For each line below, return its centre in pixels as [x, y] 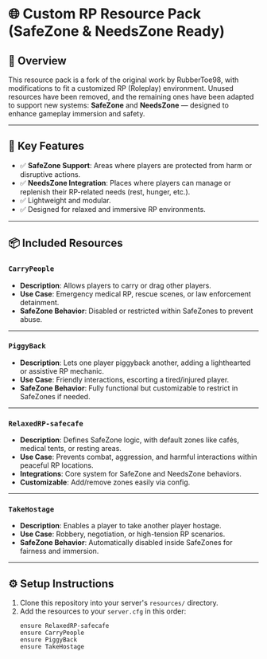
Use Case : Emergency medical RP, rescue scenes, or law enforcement [135, 294]
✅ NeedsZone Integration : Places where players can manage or [126, 182]
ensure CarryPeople [52, 633]
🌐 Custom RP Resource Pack [104, 14]
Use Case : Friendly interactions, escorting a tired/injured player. [124, 379]
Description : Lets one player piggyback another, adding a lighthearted [135, 363]
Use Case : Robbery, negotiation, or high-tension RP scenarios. [122, 534]
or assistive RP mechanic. [62, 371]
